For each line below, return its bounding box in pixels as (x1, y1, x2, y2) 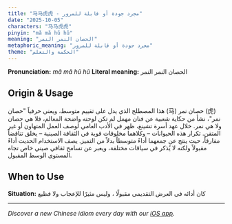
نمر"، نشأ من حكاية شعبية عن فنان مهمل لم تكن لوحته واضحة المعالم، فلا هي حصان (8, 114, 221, 123)
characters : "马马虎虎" (8, 23, 72, 30)
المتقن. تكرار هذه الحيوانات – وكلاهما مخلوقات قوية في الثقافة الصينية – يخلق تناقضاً (8, 129, 221, 137)
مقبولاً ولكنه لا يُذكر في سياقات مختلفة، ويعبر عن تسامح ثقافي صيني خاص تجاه (8, 143, 207, 152)
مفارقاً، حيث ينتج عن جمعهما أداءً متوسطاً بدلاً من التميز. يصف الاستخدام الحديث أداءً (8, 136, 220, 145)
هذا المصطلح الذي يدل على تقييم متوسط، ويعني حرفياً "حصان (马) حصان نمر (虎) (8, 106, 216, 114)
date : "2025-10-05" (8, 17, 64, 23)
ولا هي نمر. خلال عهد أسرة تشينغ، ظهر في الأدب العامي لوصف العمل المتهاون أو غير (8, 121, 222, 130)
